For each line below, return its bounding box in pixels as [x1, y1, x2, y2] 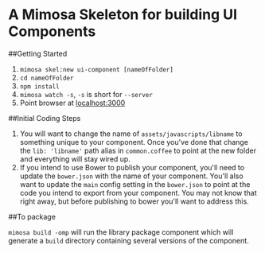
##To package [8, 212, 56, 221]
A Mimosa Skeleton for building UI [8, 6, 237, 24]
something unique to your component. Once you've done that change [19, 137, 249, 146]
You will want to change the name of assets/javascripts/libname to [19, 129, 243, 138]
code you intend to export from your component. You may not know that [19, 188, 257, 197]
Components [8, 22, 96, 41]
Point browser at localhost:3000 [19, 98, 126, 107]
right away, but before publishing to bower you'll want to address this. [19, 197, 249, 206]
